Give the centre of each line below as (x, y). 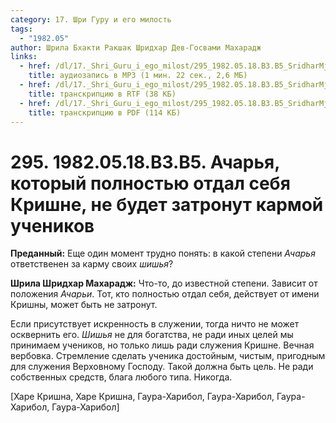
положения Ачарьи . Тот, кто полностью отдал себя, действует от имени (165, 294)
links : (24, 57)
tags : (21, 29)
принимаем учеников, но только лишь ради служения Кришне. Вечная (162, 345)
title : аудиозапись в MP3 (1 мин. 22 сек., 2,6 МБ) (138, 76)
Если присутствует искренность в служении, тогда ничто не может (155, 324)
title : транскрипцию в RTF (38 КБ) (102, 94)
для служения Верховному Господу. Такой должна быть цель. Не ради (162, 367)
